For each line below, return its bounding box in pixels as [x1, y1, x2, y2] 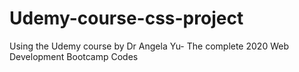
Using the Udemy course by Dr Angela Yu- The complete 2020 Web [9, 40, 289, 52]
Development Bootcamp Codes [9, 50, 139, 62]
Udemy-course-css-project [9, 7, 244, 30]
